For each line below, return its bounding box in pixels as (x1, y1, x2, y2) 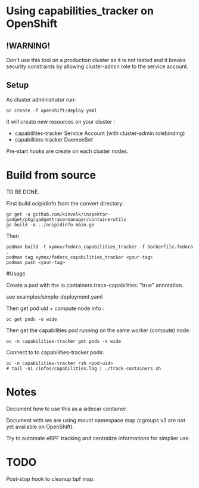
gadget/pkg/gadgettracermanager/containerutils (6, 216, 127, 222)
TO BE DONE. (6, 188, 40, 195)
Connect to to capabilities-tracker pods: (6, 348, 104, 356)
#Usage (6, 270, 26, 277)
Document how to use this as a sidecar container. (6, 405, 128, 412)
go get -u (6, 211, 31, 217)
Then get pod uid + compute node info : (6, 305, 104, 312)
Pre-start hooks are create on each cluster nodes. (6, 148, 129, 155)
